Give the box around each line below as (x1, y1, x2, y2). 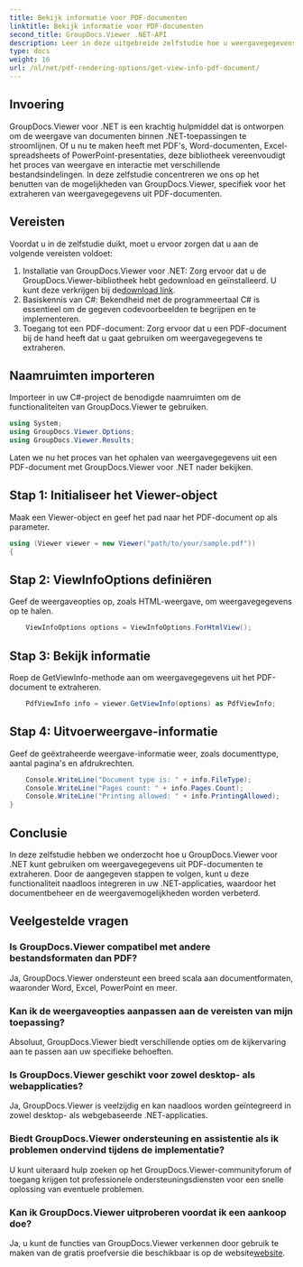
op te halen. (9, 606, 54, 616)
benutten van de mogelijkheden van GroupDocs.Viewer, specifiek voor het (9, 178, 286, 190)
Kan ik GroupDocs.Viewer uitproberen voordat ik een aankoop (9, 1206, 287, 1218)
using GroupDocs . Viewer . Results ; (9, 436, 135, 445)
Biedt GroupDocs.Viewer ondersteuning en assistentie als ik (9, 1133, 280, 1145)
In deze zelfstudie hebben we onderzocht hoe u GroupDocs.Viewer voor (9, 849, 278, 860)
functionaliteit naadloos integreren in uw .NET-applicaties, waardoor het (9, 878, 277, 889)
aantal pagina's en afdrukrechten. (9, 757, 135, 768)
